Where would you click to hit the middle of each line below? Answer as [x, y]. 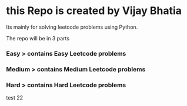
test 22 [15, 98]
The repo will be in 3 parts [38, 38]
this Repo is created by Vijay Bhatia [94, 11]
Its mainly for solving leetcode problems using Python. [72, 27]
